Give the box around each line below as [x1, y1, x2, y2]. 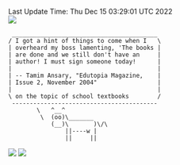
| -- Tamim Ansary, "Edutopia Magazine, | [8, 71, 161, 79]
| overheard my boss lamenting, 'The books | [8, 44, 161, 52]
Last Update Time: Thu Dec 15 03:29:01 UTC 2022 [8, 7, 173, 16]
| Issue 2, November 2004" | [8, 79, 161, 86]
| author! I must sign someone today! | [8, 58, 161, 66]
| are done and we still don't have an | [8, 51, 161, 59]
